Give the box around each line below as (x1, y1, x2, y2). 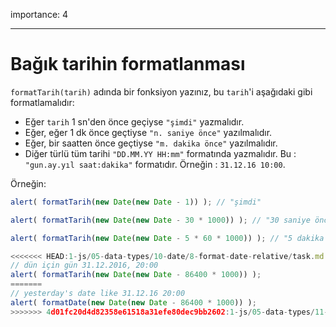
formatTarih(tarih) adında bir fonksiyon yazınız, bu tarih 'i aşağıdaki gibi (10, 85, 313, 98)
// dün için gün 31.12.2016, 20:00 (10, 260, 159, 271)
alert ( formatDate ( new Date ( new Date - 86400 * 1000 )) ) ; (10, 297, 257, 308)
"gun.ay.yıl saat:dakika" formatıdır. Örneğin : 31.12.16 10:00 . (24, 158, 286, 170)
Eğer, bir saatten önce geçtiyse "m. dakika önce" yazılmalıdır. (24, 137, 278, 149)
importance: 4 (10, 9, 69, 20)
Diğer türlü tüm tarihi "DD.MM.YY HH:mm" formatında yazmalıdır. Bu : (24, 147, 297, 159)
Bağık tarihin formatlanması (10, 53, 246, 76)
